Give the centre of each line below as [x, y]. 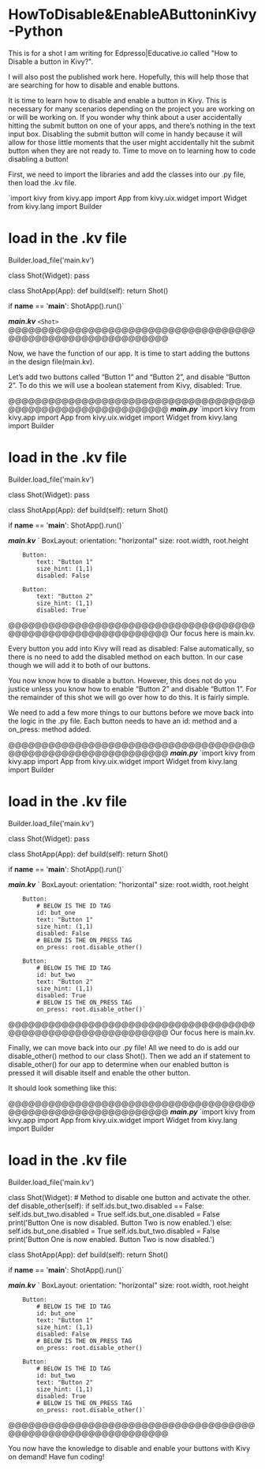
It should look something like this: [62, 1088]
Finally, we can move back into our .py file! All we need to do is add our [124, 1047]
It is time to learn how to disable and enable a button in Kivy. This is [118, 100]
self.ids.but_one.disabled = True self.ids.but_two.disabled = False [114, 1231]
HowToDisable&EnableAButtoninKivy [132, 15]
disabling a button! [38, 158]
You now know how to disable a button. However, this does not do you [122, 680]
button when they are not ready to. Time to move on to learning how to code [132, 151]
